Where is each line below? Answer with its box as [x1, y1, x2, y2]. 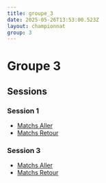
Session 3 [7, 146, 41, 156]
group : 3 [7, 29, 32, 36]
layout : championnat [7, 23, 66, 29]
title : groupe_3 [7, 10, 53, 17]
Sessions [7, 85, 48, 97]
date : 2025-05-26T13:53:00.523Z [7, 16, 99, 23]
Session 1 [7, 106, 40, 115]
